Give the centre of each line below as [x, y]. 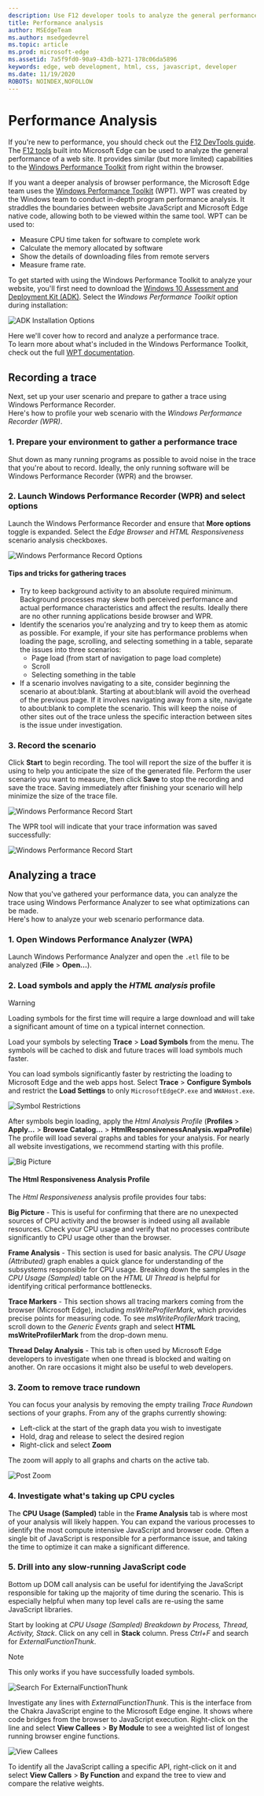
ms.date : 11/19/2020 [42, 74]
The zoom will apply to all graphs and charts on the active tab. [109, 1460]
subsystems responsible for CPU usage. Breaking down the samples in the [129, 1269]
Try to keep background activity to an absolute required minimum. [126, 591]
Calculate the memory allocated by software [91, 248]
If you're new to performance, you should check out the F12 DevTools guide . [132, 142]
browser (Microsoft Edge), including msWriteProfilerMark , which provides [127, 1310]
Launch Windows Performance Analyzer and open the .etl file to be [119, 957]
